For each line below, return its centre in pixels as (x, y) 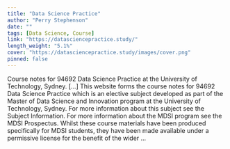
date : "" (20, 26)
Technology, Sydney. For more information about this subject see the (106, 108)
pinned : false (28, 59)
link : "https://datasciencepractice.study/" (73, 40)
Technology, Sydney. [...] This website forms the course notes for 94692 (111, 86)
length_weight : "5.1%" (40, 46)
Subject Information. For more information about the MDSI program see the (115, 116)
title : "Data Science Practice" (54, 14)
